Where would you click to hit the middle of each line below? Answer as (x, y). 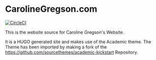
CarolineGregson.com (51, 9)
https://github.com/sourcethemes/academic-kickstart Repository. (72, 52)
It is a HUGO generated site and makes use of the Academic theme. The (78, 42)
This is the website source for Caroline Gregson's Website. (65, 32)
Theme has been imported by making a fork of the (56, 47)
